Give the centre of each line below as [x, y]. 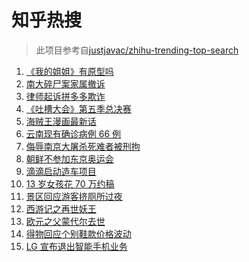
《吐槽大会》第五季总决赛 [78, 108]
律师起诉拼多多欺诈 [65, 96]
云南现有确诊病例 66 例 [73, 133]
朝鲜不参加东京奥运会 [69, 158]
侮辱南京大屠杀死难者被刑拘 [83, 146]
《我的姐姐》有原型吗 [69, 71]
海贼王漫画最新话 [61, 121]
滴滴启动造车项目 [61, 171]
